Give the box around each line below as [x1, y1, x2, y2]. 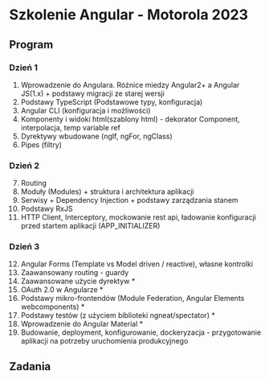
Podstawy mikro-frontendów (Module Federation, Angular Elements [20, 294, 245, 303]
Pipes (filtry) [20, 139, 63, 150]
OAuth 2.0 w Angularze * [20, 285, 104, 295]
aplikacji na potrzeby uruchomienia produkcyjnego [20, 336, 189, 346]
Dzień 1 [9, 62, 39, 73]
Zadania [9, 360, 51, 373]
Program [9, 38, 54, 51]
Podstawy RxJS [20, 204, 73, 214]
